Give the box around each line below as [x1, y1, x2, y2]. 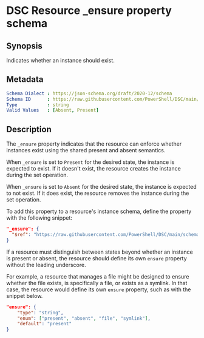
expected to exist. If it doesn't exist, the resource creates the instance [6, 165, 181, 172]
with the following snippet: [6, 214, 73, 221]
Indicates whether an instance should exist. [6, 57, 115, 64]
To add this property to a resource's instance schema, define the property [6, 208, 192, 215]
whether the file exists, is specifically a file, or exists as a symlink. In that [6, 279, 188, 286]
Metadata [6, 74, 44, 85]
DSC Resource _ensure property [6, 4, 172, 18]
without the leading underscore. [6, 261, 86, 268]
